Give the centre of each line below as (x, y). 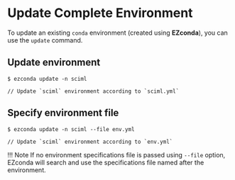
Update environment (54, 63)
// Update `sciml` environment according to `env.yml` (90, 142)
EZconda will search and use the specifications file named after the (106, 162)
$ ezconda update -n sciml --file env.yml (71, 129)
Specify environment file (63, 113)
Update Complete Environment (100, 13)
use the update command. (45, 40)
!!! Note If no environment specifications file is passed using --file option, (116, 154)
